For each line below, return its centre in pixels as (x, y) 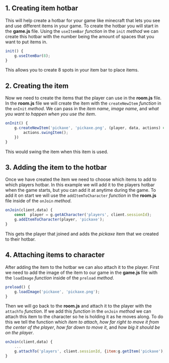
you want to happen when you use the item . (51, 114)
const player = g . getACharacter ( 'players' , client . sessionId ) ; (83, 215)
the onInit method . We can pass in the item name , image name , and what (82, 109)
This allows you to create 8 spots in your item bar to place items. (72, 70)
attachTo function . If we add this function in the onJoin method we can (78, 311)
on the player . (20, 333)
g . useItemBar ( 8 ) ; (32, 56)
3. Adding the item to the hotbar (56, 167)
